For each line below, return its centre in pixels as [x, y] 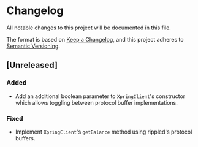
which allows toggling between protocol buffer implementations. [96, 102]
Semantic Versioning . [33, 46]
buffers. [25, 138]
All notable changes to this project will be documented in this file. [89, 28]
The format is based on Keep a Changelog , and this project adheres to [95, 39]
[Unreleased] [32, 65]
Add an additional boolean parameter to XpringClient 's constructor [100, 96]
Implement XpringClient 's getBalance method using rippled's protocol [104, 132]
